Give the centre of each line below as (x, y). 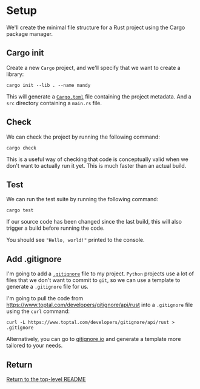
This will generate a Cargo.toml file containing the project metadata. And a (99, 96)
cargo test (20, 210)
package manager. (30, 33)
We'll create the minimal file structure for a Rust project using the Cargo (96, 27)
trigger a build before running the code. (55, 228)
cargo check (21, 148)
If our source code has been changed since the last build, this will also (94, 222)
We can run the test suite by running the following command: (82, 199)
